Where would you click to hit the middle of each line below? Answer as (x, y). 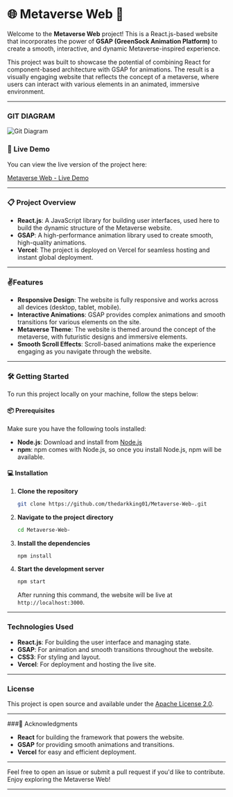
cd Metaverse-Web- (44, 530)
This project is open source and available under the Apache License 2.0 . (111, 703)
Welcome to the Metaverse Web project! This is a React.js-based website (113, 33)
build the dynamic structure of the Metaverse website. (95, 228)
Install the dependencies (54, 543)
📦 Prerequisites (31, 411)
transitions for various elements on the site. (79, 322)
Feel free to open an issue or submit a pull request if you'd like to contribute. (116, 772)
